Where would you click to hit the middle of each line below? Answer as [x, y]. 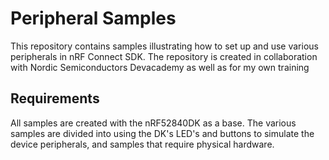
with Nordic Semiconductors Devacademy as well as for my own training [160, 67]
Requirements [55, 98]
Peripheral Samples [93, 18]
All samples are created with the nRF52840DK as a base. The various [153, 123]
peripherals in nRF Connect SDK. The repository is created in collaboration [164, 56]
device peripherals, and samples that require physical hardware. [142, 144]
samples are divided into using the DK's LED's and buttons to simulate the [162, 133]
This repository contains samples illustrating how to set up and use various [164, 46]
